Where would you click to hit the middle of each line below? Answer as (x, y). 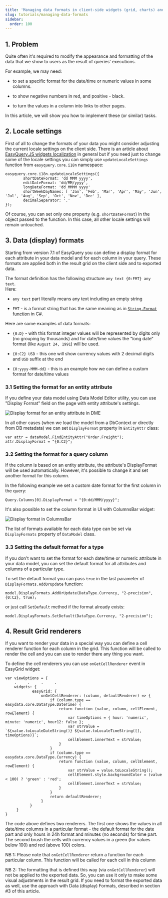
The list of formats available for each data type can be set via (68, 529)
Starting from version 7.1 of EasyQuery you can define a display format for (81, 252)
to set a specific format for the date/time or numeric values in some (82, 81)
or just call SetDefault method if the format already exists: (65, 607)
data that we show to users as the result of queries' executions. (70, 62)
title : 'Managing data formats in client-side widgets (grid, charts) (80, 10)
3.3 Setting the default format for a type (54, 547)
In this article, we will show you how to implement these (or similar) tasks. (81, 115)
